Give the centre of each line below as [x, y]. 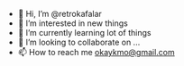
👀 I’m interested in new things [73, 23]
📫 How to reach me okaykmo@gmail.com [97, 52]
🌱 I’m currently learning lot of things [84, 33]
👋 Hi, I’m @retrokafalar [60, 14]
